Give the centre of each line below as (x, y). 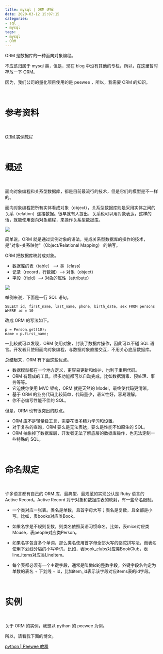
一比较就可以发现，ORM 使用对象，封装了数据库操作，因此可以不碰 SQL (77, 343)
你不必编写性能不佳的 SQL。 (40, 400)
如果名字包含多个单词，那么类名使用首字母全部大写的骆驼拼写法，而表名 (84, 542)
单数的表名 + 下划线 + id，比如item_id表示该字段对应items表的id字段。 (82, 571)
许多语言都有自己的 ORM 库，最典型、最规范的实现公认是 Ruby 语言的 (75, 494)
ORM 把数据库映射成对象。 (32, 255)
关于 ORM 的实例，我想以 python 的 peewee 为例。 (56, 625)
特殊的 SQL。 (30, 439)
